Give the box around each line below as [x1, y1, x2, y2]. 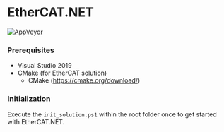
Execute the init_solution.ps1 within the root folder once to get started [7, 110, 217, 119]
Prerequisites [7, 45, 54, 55]
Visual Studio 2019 [17, 61, 72, 70]
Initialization [7, 94, 51, 104]
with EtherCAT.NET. [7, 117, 65, 126]
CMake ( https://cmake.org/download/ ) [28, 76, 141, 85]
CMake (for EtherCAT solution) [17, 68, 107, 78]
